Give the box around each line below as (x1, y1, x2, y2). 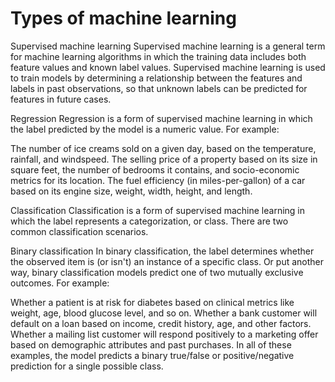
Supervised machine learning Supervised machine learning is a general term (10, 40, 326, 52)
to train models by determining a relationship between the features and (10, 72, 303, 84)
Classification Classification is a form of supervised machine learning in (10, 204, 306, 216)
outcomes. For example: (10, 277, 110, 289)
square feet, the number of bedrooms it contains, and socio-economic (10, 163, 300, 176)
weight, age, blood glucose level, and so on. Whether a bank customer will (10, 307, 318, 319)
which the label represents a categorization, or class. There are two (10, 215, 289, 227)
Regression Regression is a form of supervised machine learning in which (10, 112, 313, 124)
